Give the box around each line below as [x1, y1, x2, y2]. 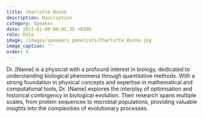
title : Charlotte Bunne [6, 9, 67, 15]
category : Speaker [6, 20, 53, 26]
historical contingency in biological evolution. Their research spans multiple [6, 91, 197, 98]
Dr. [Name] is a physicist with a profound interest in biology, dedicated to [6, 65, 190, 73]
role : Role [6, 32, 34, 38]
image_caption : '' [6, 43, 53, 50]
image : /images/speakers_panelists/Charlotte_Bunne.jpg [6, 37, 152, 43]
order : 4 [6, 49, 29, 55]
